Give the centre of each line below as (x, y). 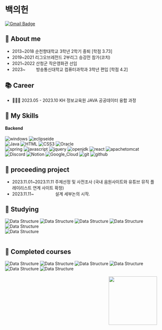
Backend (14, 128)
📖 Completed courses (38, 252)
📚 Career (20, 86)
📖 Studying (22, 210)
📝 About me (23, 39)
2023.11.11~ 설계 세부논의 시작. (51, 194)
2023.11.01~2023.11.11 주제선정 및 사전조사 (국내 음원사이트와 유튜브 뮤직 (81, 182)
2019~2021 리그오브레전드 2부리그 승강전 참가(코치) (61, 57)
